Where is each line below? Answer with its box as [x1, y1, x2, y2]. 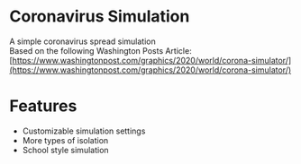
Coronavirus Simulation [9, 6, 190, 27]
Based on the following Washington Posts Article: [9, 45, 192, 56]
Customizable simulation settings [22, 125, 146, 136]
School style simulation [22, 144, 110, 155]
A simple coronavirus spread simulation [9, 36, 156, 47]
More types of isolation [22, 134, 109, 145]
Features [9, 96, 78, 117]
